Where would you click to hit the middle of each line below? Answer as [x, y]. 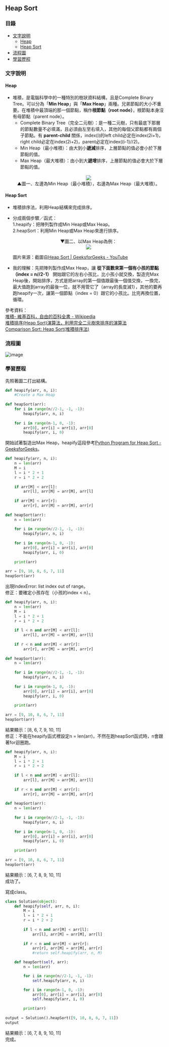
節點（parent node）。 [44, 116]
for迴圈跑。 [21, 742]
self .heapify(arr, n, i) [58, 981]
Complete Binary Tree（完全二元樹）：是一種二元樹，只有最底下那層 [90, 123]
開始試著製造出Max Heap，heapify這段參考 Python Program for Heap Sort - [83, 443]
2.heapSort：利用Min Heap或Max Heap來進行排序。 [67, 231]
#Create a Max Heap [35, 395]
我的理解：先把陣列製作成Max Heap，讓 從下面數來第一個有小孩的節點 [86, 268]
